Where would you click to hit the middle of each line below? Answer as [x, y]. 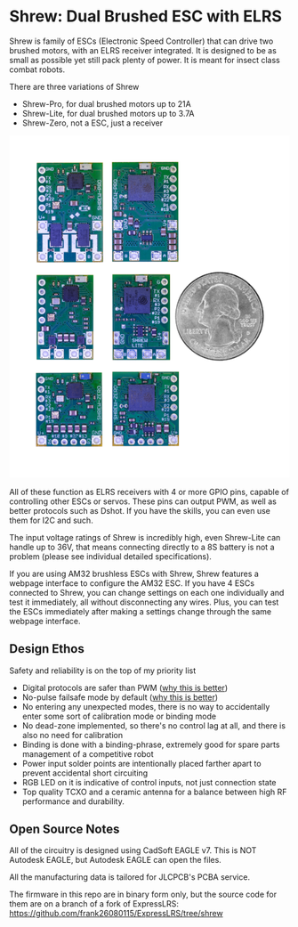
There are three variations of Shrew [74, 86]
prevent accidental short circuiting [85, 773]
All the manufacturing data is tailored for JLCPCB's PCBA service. [130, 877]
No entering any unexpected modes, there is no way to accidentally [146, 706]
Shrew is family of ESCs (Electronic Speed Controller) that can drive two [141, 41]
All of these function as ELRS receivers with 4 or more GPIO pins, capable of [149, 492]
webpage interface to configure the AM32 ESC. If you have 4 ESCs [132, 583]
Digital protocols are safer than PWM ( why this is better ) [125, 687]
